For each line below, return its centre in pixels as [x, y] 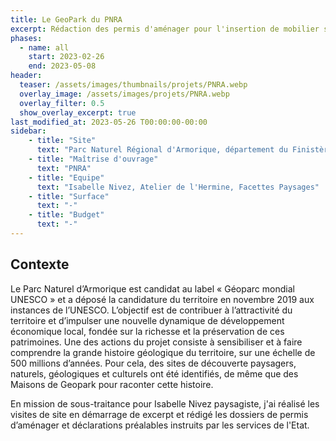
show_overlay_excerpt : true [78, 112]
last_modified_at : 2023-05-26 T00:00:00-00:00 [109, 122]
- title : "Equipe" [66, 177]
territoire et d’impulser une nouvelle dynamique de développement [147, 320]
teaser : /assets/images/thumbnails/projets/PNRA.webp [133, 85]
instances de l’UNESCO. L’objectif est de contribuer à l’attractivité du [151, 310]
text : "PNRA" [64, 168]
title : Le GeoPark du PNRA [66, 19]
